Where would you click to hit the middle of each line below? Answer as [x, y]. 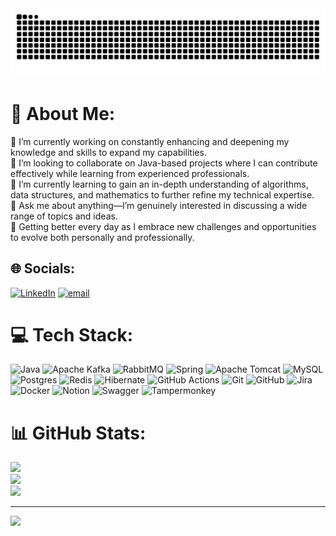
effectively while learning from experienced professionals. [130, 173]
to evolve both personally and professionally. [102, 237]
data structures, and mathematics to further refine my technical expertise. [162, 194]
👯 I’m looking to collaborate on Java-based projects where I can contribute [164, 163]
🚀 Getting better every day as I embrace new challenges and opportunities [163, 226]
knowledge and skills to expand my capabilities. [108, 152]
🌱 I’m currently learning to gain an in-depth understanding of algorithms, [159, 184]
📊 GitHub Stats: [78, 433]
